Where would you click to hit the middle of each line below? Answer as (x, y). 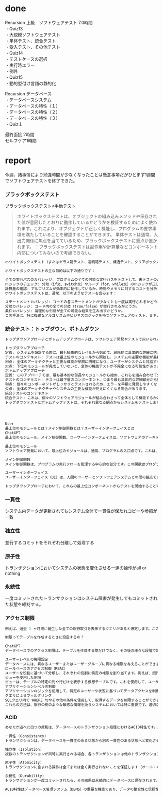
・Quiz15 (14, 77)
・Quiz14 (14, 53)
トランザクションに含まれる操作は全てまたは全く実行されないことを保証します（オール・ (81, 767)
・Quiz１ (14, 124)
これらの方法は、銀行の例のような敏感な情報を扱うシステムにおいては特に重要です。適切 (81, 705)
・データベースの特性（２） (33, 112)
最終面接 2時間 (20, 134)
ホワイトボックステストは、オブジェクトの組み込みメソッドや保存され (87, 217)
